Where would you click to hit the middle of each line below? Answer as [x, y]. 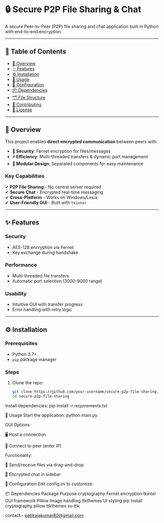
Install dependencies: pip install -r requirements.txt [56, 405]
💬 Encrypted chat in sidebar [33, 474]
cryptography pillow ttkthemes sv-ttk [42, 506]
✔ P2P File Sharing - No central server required [53, 187]
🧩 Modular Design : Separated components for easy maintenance [78, 163]
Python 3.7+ [24, 354]
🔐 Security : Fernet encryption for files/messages [61, 151]
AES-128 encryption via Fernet [43, 247]
